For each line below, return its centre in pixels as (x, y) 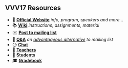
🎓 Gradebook (27, 60)
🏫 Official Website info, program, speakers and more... (68, 19)
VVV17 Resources (33, 8)
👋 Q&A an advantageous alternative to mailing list (63, 39)
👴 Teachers (24, 50)
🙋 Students (24, 55)
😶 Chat (20, 44)
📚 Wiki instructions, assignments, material (56, 25)
